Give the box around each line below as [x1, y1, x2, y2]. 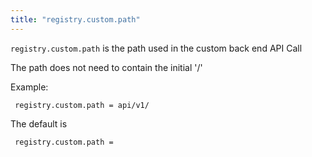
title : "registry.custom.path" [10, 14, 141, 25]
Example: [10, 81, 49, 93]
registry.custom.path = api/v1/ [14, 100, 150, 110]
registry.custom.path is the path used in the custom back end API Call [10, 42, 303, 54]
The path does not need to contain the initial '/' [10, 61, 203, 73]
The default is [10, 117, 68, 130]
